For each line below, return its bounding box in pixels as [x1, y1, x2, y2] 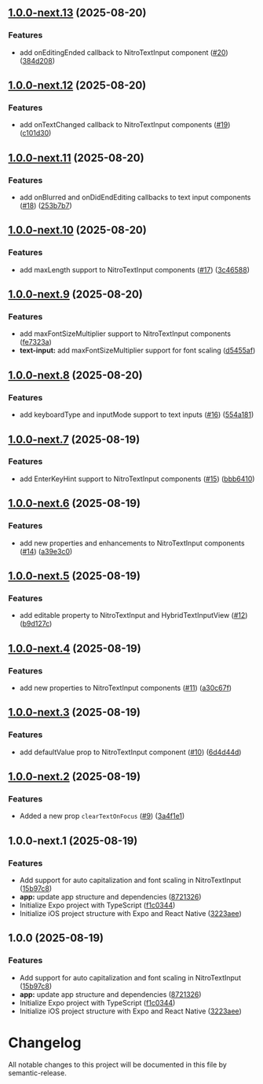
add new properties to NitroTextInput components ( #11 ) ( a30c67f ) [19, 683, 232, 692]
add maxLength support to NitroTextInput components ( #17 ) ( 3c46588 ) [19, 265, 250, 274]
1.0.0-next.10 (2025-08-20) [8, 224, 147, 237]
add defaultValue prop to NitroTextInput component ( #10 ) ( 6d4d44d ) [19, 747, 242, 757]
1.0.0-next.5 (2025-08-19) [8, 569, 141, 582]
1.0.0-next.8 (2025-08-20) [8, 368, 143, 381]
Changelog [8, 1034, 82, 1051]
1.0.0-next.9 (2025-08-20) [8, 288, 144, 301]
